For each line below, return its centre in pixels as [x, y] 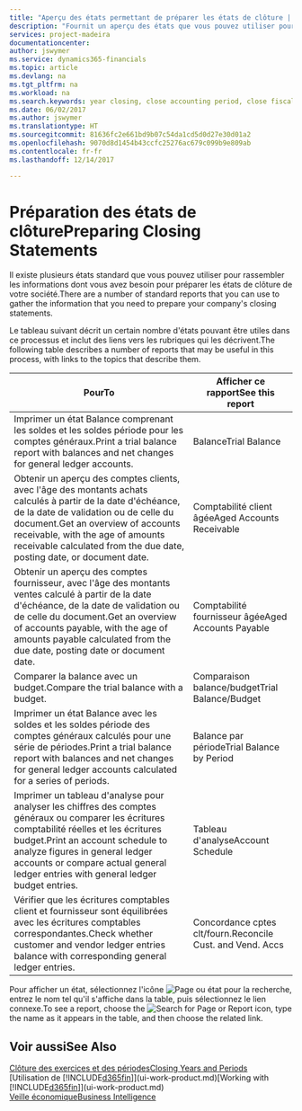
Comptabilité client [232, 507]
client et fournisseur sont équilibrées [91, 911]
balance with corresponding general [90, 956]
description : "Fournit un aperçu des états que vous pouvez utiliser [142, 26]
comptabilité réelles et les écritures [88, 830]
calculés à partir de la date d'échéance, [97, 502]
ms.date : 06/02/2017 [48, 110]
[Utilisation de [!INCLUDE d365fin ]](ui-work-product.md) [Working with [139, 1078]
